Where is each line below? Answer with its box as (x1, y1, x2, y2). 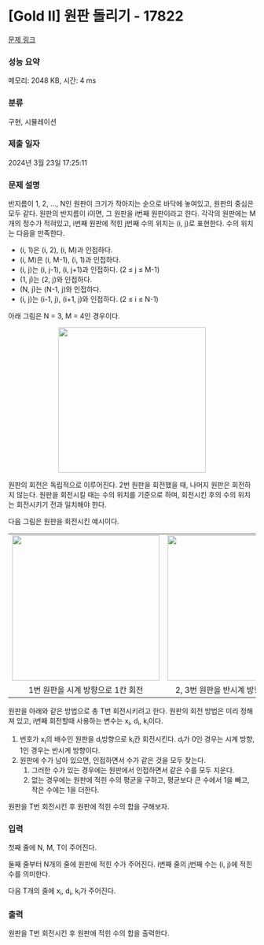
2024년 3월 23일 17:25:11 (8, 158, 88, 167)
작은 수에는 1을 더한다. (31, 785, 100, 794)
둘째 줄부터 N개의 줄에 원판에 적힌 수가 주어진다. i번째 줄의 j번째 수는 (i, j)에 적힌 (8, 860, 253, 869)
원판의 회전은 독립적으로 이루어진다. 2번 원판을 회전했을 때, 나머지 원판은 (8, 480, 230, 489)
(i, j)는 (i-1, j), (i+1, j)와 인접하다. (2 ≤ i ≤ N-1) (19, 295, 159, 304)
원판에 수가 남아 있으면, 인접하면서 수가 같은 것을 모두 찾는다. (19, 755, 207, 765)
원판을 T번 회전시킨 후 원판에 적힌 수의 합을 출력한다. (8, 928, 170, 938)
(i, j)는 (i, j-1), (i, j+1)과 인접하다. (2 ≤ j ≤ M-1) (19, 265, 160, 274)
